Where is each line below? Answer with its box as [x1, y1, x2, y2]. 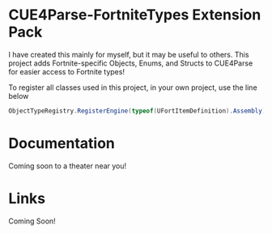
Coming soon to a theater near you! [8, 160, 127, 171]
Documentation [8, 134, 116, 152]
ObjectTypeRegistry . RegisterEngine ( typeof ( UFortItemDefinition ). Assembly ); [8, 107, 270, 115]
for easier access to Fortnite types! [8, 66, 125, 76]
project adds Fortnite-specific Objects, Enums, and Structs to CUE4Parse [8, 58, 253, 68]
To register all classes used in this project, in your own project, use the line [8, 83, 257, 92]
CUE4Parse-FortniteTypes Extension [8, 6, 261, 24]
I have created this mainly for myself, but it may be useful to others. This [8, 49, 249, 59]
